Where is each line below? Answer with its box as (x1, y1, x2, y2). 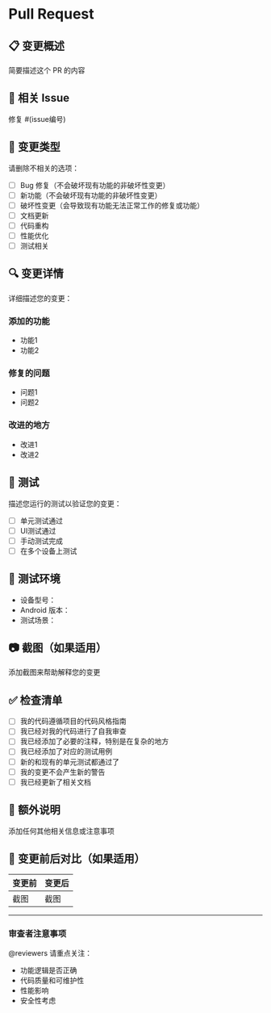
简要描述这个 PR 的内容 (8, 65, 85, 75)
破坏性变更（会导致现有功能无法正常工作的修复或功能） (19, 200, 204, 210)
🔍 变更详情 (8, 267, 65, 281)
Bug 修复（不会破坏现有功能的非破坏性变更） (19, 180, 170, 190)
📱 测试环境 (8, 572, 60, 586)
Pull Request (8, 5, 94, 23)
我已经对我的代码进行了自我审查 (19, 726, 127, 736)
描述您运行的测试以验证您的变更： (8, 498, 122, 509)
